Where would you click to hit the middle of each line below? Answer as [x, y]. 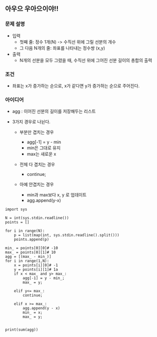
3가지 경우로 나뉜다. [31, 122]
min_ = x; [33, 313]
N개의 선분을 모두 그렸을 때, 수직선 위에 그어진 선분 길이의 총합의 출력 [86, 60]
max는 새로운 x [41, 154]
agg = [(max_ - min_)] [28, 257]
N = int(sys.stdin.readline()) [37, 218]
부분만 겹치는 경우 [37, 132]
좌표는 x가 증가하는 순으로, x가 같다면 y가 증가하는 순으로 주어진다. [76, 85]
